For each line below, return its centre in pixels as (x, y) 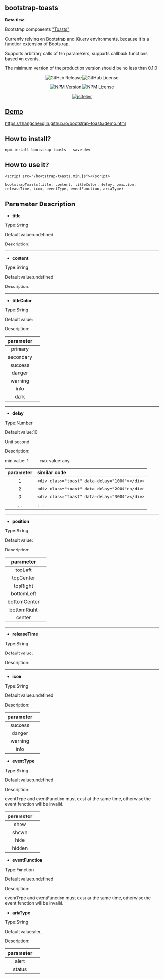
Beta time (15, 20)
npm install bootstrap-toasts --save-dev (48, 150)
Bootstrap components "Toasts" (37, 29)
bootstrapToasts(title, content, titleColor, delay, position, (71, 185)
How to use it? (27, 165)
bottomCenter (24, 602)
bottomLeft (23, 594)
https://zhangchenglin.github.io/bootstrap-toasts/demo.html (66, 123)
